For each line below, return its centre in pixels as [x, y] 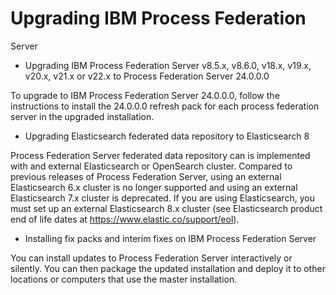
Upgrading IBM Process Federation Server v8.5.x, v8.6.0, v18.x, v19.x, [168, 65]
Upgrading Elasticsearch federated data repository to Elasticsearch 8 [167, 136]
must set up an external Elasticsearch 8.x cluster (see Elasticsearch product [166, 208]
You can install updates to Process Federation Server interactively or [151, 258]
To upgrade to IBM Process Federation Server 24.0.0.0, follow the [145, 95]
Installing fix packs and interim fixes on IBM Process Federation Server [170, 238]
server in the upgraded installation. [82, 116]
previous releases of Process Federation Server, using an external [146, 176]
